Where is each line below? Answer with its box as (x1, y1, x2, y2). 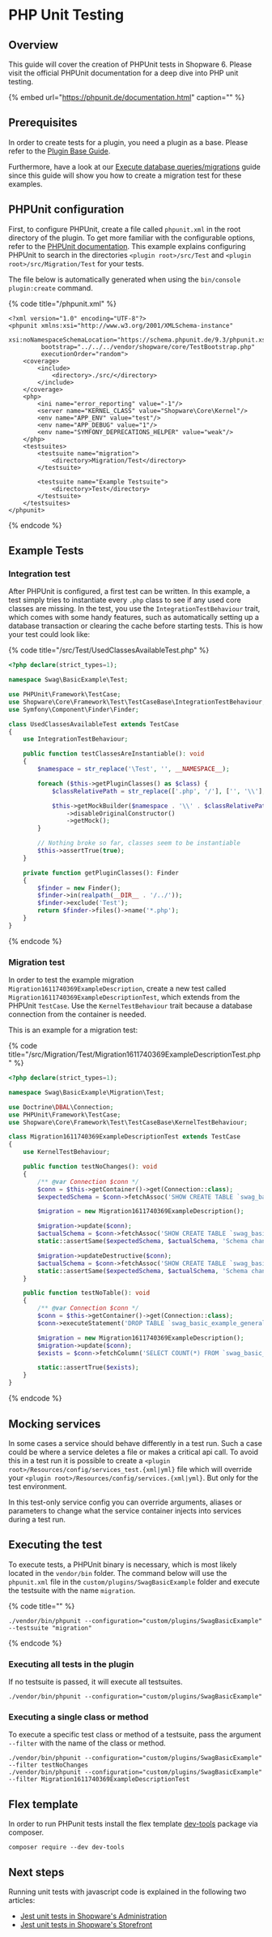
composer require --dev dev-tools (8, 1844, 125, 1852)
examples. (8, 179, 43, 188)
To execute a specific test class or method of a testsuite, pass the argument (8, 1730, 261, 1740)
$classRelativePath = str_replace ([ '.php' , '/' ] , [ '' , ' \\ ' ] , (51, 787, 266, 795)
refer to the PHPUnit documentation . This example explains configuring (8, 241, 246, 251)
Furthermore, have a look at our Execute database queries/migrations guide (8, 161, 261, 171)
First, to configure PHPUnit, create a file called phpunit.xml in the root (8, 224, 241, 234)
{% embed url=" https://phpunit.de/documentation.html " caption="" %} (8, 93, 245, 102)
